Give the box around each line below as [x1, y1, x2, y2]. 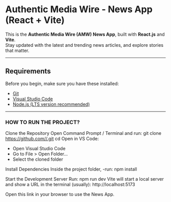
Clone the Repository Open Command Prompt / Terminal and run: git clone [5, 130, 162, 136]
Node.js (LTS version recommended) [12, 101, 90, 107]
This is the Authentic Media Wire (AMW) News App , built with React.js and [5, 31, 165, 37]
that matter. [5, 47, 30, 53]
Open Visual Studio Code [12, 146, 66, 152]
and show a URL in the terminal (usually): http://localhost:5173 [5, 182, 135, 188]
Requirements [5, 67, 51, 76]
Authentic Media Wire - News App [5, 4, 153, 15]
